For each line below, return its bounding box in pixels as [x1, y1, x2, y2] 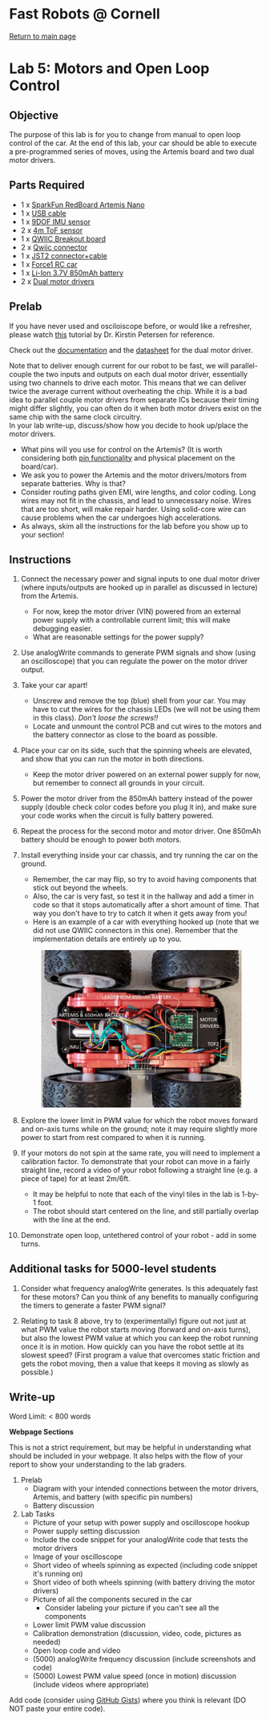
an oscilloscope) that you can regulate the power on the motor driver [20, 656, 248, 666]
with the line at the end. [32, 1215, 111, 1224]
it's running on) [32, 1569, 83, 1579]
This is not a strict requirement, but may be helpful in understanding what [9, 1443, 252, 1452]
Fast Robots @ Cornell [9, 5, 161, 23]
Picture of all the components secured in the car [32, 1594, 192, 1605]
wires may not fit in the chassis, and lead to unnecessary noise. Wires [20, 495, 252, 505]
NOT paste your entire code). [9, 1704, 106, 1714]
